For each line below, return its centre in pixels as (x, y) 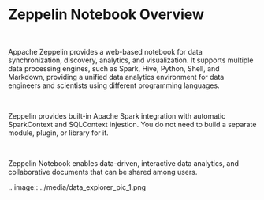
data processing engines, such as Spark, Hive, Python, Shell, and (114, 68)
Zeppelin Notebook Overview (106, 15)
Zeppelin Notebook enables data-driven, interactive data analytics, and (123, 163)
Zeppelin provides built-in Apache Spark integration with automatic (117, 115)
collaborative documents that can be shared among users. (103, 172)
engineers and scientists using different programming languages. (114, 85)
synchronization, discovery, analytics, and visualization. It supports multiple (131, 60)
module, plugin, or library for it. (58, 133)
